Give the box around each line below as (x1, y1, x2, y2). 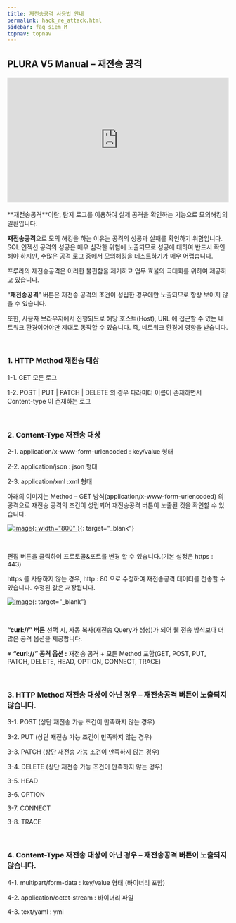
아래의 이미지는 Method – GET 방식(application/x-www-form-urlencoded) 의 (7, 493, 224, 501)
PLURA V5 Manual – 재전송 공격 (7, 58, 143, 70)
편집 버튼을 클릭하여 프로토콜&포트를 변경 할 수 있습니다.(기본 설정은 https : (7, 552, 214, 561)
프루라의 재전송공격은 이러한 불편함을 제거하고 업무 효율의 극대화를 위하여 (7, 266, 209, 275)
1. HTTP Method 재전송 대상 (7, 356, 100, 366)
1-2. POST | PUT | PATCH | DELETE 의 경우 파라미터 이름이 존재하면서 (7, 388, 202, 397)
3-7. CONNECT (7, 804, 51, 812)
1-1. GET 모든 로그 (7, 373, 58, 381)
